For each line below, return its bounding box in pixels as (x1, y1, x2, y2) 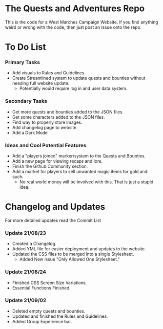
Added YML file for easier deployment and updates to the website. (12, 246, 146, 252)
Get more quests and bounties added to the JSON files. (12, 109, 123, 115)
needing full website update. (12, 80, 70, 86)
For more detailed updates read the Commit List (5, 217, 102, 223)
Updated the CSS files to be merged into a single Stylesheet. (12, 251, 134, 257)
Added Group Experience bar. (12, 318, 72, 324)
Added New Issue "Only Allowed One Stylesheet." (19, 256, 120, 262)
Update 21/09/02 (5, 297, 46, 304)
